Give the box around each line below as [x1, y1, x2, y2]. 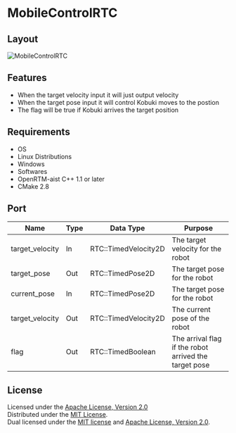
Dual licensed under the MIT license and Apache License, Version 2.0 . [7, 418, 211, 427]
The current [171, 305, 211, 315]
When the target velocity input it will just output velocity [17, 90, 179, 99]
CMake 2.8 [17, 182, 49, 191]
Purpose [183, 223, 214, 233]
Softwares [17, 167, 48, 175]
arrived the [171, 351, 209, 361]
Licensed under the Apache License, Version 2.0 [7, 403, 148, 411]
